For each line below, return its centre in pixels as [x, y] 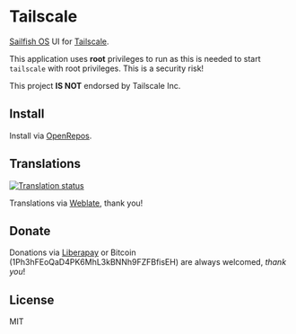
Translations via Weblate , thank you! [76, 203]
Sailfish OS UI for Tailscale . [59, 41]
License [32, 299]
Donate [30, 231]
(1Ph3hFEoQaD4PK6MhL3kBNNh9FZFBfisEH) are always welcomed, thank [148, 262]
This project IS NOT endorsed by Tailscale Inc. [95, 85]
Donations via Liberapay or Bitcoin [73, 252]
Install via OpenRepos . [51, 136]
